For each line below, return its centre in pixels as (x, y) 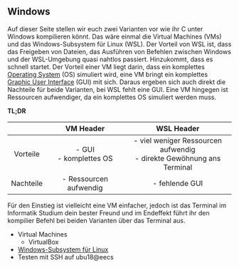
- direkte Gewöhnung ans (178, 158)
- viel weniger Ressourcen (178, 140)
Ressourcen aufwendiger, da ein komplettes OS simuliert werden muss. (112, 97)
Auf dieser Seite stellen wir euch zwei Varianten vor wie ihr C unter (105, 29)
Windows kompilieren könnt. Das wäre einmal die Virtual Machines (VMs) (115, 36)
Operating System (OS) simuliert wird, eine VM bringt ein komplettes (108, 74)
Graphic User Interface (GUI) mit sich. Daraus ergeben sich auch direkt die (117, 82)
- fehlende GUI (178, 183)
